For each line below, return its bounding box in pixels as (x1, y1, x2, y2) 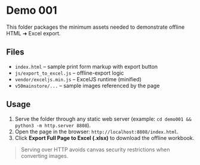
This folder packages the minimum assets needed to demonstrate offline (6, 23, 185, 30)
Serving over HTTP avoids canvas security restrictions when (20, 146, 170, 153)
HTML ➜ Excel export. (6, 29, 61, 36)
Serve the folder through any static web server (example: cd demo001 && (14, 115, 192, 123)
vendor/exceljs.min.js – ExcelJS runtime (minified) (14, 75, 142, 82)
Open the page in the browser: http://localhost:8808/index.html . (14, 128, 179, 135)
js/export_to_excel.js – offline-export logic (14, 69, 124, 77)
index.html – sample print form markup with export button (14, 63, 158, 70)
